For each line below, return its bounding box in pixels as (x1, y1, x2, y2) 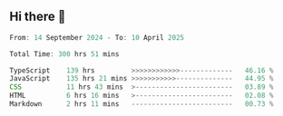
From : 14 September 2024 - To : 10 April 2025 (9, 33, 184, 42)
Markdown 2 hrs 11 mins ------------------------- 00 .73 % (9, 100, 274, 109)
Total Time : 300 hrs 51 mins (9, 49, 120, 59)
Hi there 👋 (9, 9, 66, 24)
